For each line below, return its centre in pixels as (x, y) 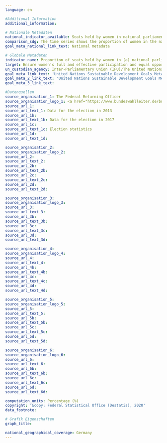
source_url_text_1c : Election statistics (49, 129)
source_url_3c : (21, 226)
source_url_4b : (21, 267)
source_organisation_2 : (30, 148)
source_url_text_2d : (27, 189)
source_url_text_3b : (27, 221)
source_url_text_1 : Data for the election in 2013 (59, 111)
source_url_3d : (21, 235)
